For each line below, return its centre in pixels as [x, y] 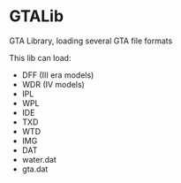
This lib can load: [40, 57]
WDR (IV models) [53, 84]
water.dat [39, 159]
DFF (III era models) [58, 75]
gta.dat [35, 169]
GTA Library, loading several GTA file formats [91, 41]
